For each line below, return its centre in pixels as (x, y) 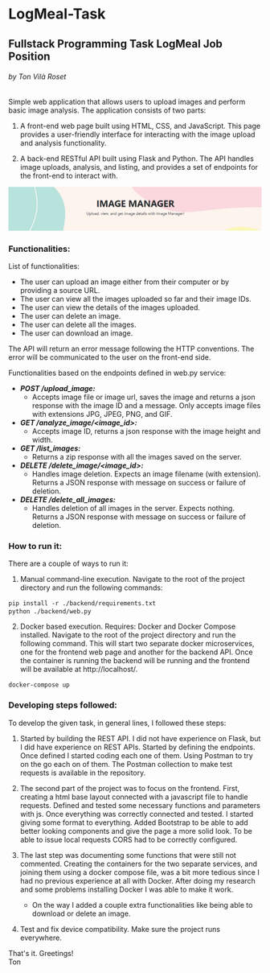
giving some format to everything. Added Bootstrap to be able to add (134, 823)
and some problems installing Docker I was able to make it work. (127, 889)
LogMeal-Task (57, 14)
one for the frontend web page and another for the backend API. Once (136, 652)
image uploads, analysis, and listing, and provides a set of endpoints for (139, 167)
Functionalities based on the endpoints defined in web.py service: (117, 373)
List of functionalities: (44, 266)
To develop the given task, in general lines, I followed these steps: (117, 723)
